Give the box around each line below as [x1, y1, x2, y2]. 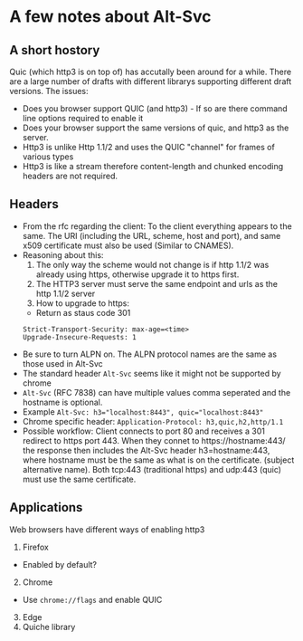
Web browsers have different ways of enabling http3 [9, 523, 205, 535]
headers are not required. [22, 170, 118, 181]
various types [22, 151, 74, 162]
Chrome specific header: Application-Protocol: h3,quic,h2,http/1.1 [22, 416, 284, 426]
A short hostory [9, 43, 100, 58]
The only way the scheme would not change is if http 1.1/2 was [35, 259, 270, 270]
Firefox [22, 541, 50, 552]
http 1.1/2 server [35, 288, 96, 299]
